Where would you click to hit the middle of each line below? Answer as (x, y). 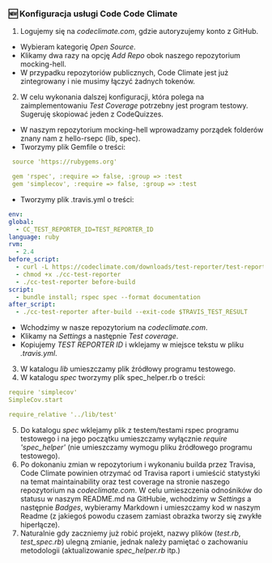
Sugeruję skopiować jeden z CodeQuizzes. (92, 114)
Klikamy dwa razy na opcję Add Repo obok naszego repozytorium (130, 56)
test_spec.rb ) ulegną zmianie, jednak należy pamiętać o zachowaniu (134, 541)
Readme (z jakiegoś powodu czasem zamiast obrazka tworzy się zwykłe (141, 516)
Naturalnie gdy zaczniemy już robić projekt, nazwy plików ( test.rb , (130, 533)
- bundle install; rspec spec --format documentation (108, 297)
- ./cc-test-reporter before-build (76, 282)
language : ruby (34, 237)
